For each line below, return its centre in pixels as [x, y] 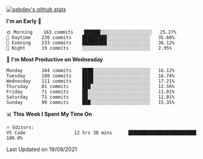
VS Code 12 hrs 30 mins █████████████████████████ [101, 133]
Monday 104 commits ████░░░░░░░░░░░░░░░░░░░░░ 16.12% [90, 70]
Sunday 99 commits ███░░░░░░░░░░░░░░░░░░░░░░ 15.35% [90, 103]
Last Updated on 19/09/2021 [42, 149]
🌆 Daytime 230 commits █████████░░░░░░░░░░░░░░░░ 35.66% [90, 38]
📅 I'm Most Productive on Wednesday [55, 59]
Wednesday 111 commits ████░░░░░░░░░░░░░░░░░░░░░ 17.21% [90, 81]
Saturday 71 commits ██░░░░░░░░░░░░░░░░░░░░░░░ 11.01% [90, 97]
